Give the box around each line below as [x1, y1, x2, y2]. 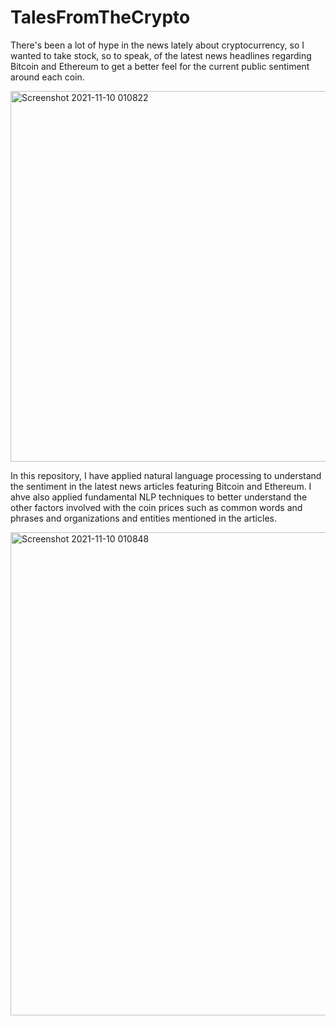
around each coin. [10, 71, 85, 83]
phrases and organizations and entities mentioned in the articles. [10, 512, 277, 524]
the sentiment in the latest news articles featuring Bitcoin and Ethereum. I [10, 480, 312, 492]
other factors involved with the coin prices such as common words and [10, 501, 303, 513]
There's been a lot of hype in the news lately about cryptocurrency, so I [10, 39, 305, 51]
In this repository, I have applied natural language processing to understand [10, 469, 322, 481]
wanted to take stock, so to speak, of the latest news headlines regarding [10, 49, 312, 61]
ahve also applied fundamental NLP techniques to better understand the [10, 491, 308, 503]
